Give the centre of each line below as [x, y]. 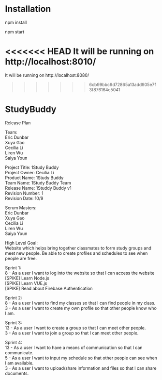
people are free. [21, 258]
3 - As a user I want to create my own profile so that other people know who [81, 308]
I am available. [19, 363]
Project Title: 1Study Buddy [32, 167]
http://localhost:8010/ [51, 62]
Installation [28, 9]
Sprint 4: [14, 342]
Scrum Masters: [21, 208]
